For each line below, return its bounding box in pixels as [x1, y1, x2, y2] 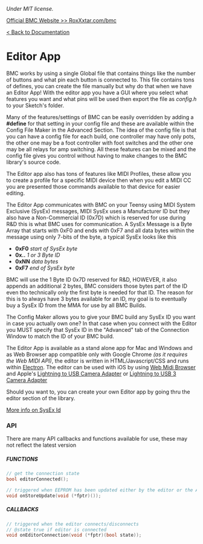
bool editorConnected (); [6, 476, 69, 482]
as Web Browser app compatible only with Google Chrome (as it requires [6, 351, 188, 358]
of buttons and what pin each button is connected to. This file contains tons [6, 76, 195, 83]
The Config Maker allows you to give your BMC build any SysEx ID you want [6, 313, 196, 320]
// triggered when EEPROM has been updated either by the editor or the [6, 487, 193, 493]
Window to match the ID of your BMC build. [6, 332, 115, 340]
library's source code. [6, 158, 61, 166]
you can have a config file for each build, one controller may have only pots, [6, 132, 196, 140]
